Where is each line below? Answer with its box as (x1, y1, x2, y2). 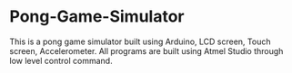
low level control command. (9, 55, 113, 66)
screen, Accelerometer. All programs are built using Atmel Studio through (9, 45, 284, 56)
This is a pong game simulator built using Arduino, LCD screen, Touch (9, 36, 271, 47)
